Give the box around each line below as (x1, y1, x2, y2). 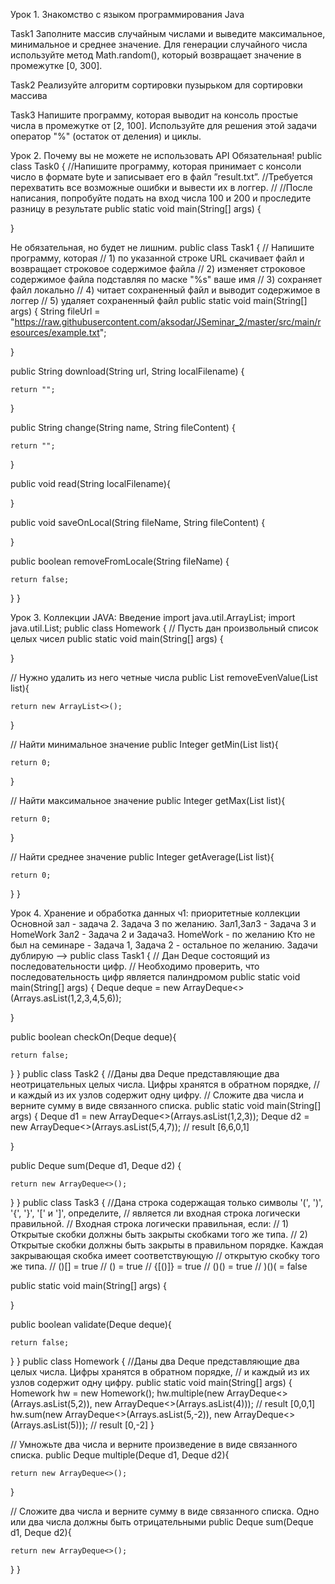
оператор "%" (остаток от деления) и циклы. (10, 130, 202, 142)
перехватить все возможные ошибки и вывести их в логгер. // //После (10, 182, 313, 193)
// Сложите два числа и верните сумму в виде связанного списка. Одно (10, 1505, 320, 1517)
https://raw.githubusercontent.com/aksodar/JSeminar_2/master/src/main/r (14, 316, 322, 328)
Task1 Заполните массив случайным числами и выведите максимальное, (10, 28, 326, 39)
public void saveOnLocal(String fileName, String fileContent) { (10, 517, 266, 528)
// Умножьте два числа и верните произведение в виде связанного (10, 1439, 298, 1450)
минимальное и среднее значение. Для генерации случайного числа (10, 39, 308, 50)
